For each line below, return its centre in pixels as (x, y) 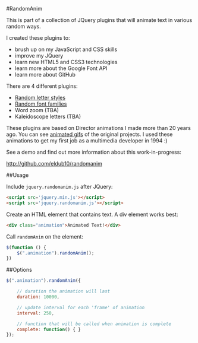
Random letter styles (40, 98)
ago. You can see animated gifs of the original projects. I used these (89, 134)
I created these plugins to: (38, 38)
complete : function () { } (49, 329)
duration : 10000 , (38, 297)
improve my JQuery (39, 55)
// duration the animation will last (64, 291)
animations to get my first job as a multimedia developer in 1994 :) (87, 141)
